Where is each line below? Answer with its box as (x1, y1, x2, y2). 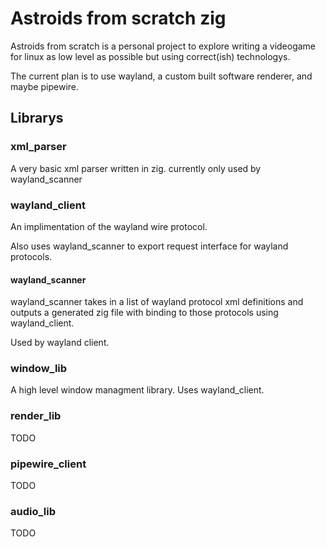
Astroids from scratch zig (10, 7, 227, 30)
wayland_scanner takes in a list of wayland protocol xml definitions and (10, 296, 304, 308)
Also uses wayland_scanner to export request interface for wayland (10, 240, 289, 252)
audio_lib (10, 504, 56, 518)
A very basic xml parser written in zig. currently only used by (10, 162, 262, 174)
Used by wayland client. (10, 337, 110, 349)
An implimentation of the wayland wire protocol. (10, 220, 208, 232)
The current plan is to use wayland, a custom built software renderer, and (10, 70, 313, 82)
